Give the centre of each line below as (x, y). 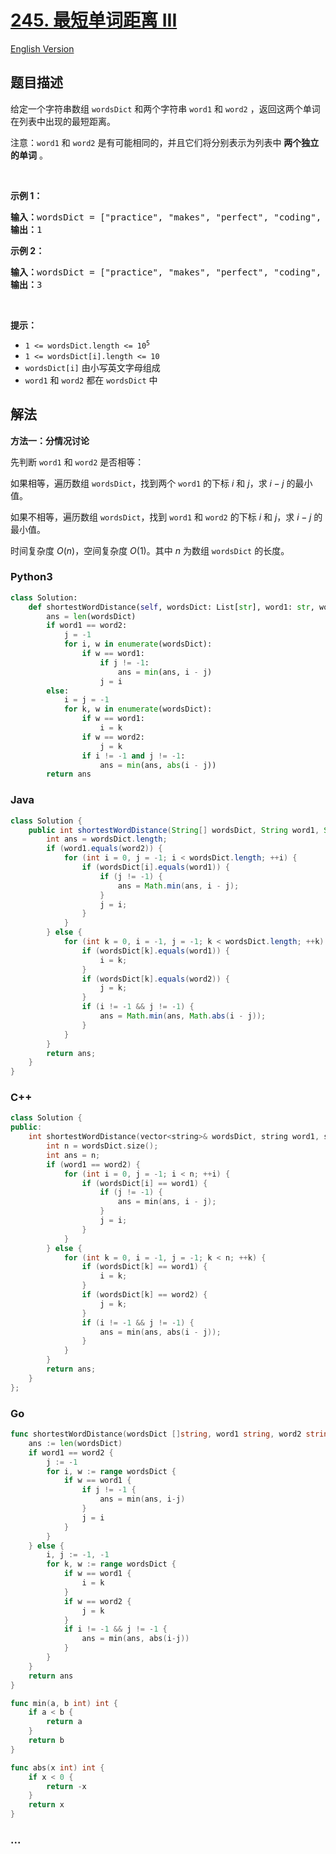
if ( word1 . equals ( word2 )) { (104, 849)
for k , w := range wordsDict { (111, 1564)
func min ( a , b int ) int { (64, 1703)
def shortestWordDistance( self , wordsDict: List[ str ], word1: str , (171, 607)
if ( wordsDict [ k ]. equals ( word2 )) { (155, 979)
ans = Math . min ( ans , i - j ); (178, 886)
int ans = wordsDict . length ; (107, 839)
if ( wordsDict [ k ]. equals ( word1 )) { (155, 951)
